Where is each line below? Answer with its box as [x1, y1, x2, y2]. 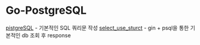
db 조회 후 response [21, 31, 71, 39]
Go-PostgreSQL [5, 4, 87, 17]
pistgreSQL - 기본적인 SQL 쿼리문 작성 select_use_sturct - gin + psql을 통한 [5, 24, 189, 31]
